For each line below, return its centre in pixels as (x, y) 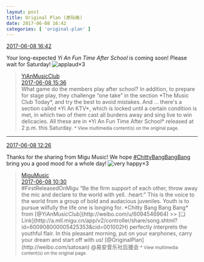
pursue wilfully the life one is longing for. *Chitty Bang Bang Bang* (105, 208)
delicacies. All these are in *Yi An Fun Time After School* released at (107, 122)
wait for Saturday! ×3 (46, 64)
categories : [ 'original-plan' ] (49, 29)
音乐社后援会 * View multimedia (142, 247)
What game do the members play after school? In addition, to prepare (108, 89)
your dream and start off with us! (62, 240)
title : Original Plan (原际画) (45, 18)
